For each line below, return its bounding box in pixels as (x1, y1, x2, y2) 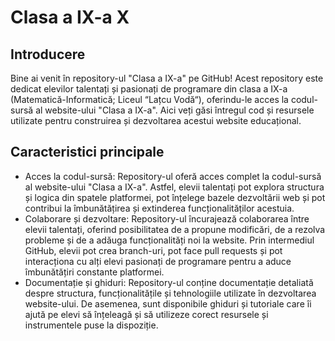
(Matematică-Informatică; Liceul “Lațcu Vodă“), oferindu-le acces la (10, 94, 289, 105)
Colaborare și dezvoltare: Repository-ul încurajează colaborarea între (24, 212, 310, 225)
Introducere (10, 46, 86, 63)
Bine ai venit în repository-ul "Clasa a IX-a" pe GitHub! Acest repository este (10, 72, 324, 84)
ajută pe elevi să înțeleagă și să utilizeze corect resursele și (24, 308, 269, 320)
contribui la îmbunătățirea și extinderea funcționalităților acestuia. (24, 202, 295, 214)
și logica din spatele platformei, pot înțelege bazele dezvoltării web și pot (24, 191, 326, 203)
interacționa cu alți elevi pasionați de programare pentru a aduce (24, 255, 292, 267)
